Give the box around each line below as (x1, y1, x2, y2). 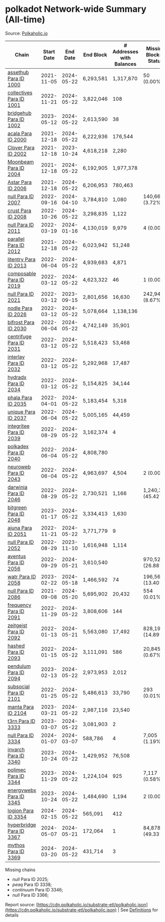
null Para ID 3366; (12, 892, 49, 898)
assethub (7, 69, 29, 76)
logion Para (7, 807, 34, 814)
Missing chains (5, 867, 36, 873)
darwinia (7, 483, 28, 490)
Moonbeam (7, 158, 34, 165)
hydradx (7, 374, 27, 381)
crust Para (7, 207, 31, 214)
